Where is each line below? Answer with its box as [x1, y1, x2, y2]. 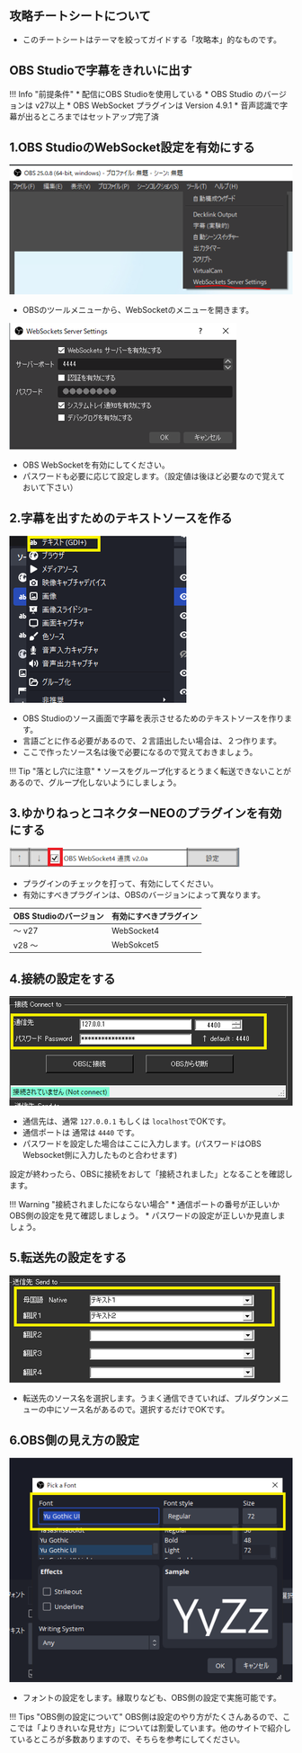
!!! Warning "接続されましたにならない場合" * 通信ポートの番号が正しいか [9, 1199, 280, 1210]
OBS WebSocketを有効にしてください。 [22, 459, 171, 470]
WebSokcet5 [111, 939, 160, 950]
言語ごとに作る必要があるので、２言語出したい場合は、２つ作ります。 [22, 735, 281, 746]
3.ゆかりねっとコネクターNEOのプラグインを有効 [9, 805, 282, 821]
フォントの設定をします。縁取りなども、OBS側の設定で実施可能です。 [22, 1692, 281, 1703]
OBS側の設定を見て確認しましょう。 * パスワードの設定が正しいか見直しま [9, 1210, 286, 1221]
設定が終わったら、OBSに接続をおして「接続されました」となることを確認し [9, 1169, 294, 1179]
